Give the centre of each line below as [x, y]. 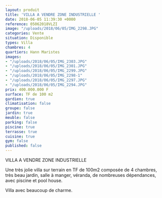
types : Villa [19, 43]
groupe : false [20, 108]
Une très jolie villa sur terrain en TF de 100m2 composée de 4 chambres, [81, 170]
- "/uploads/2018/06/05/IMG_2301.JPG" [46, 66]
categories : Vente [25, 33]
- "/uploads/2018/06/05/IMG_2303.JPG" [46, 61]
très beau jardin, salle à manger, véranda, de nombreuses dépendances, [81, 175]
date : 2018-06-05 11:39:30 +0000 [40, 19]
